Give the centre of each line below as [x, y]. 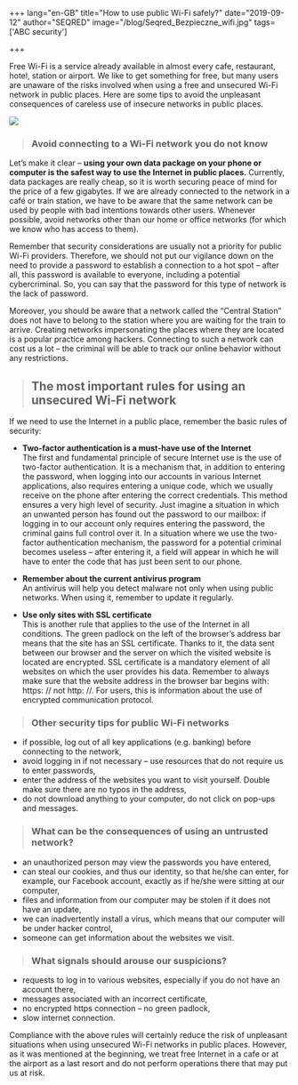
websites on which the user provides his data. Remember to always [145, 671]
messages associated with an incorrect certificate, [115, 999]
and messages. [50, 808]
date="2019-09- [254, 13]
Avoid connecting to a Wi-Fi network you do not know [149, 143]
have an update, [52, 909]
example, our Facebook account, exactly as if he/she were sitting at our [153, 880]
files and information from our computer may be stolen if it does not [146, 900]
